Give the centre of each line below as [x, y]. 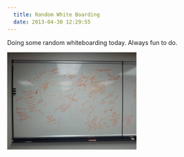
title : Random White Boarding [57, 15]
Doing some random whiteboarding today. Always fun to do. [92, 42]
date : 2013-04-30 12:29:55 [52, 22]
